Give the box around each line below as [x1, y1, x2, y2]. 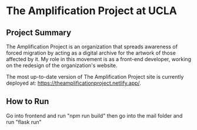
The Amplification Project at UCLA [6, 4, 178, 18]
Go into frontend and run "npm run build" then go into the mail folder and [6, 112, 183, 119]
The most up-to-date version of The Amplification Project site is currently [6, 74, 184, 80]
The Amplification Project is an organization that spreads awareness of [6, 43, 178, 50]
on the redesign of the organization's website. [6, 62, 118, 69]
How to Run [6, 96, 49, 106]
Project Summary [6, 28, 72, 38]
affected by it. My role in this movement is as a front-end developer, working [6, 56, 191, 62]
